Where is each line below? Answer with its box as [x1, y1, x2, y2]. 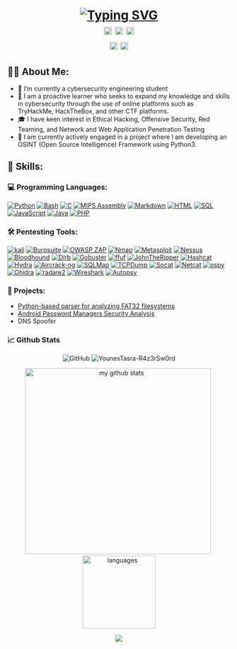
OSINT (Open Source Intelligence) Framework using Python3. [17, 140, 197, 148]
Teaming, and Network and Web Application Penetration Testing [17, 125, 205, 133]
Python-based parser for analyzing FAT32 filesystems [17, 302, 175, 310]
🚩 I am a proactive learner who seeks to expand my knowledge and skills [17, 92, 230, 100]
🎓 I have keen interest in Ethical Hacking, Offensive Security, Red [17, 115, 210, 123]
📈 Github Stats [7, 335, 60, 345]
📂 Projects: [7, 286, 46, 295]
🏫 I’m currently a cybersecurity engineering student [17, 84, 168, 93]
